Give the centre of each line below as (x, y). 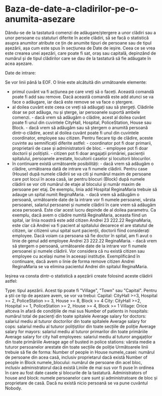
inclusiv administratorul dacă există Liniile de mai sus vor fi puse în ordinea (80, 367)
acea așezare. (19, 63)
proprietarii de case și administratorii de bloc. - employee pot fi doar (80, 148)
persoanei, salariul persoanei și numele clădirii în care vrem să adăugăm (84, 205)
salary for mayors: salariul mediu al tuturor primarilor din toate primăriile (76, 331)
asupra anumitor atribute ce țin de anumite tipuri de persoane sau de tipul (78, 43)
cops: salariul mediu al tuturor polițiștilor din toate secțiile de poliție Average (81, 326)
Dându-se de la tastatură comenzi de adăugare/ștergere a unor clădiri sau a (81, 32)
